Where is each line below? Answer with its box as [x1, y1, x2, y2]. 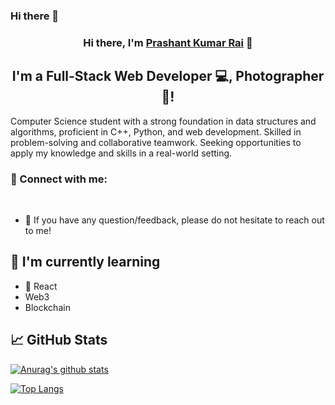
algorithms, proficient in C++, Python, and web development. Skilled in [10, 125, 302, 138]
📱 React [24, 280, 58, 292]
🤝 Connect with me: [10, 172, 108, 186]
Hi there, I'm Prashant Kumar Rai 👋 [83, 35, 253, 49]
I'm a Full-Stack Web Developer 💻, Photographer [11, 68, 325, 85]
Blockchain [24, 301, 71, 313]
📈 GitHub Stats [10, 332, 108, 349]
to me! [24, 224, 52, 236]
